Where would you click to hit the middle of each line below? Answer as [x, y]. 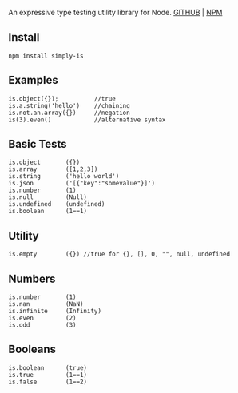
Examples [33, 80]
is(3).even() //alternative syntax [87, 120]
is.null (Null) [48, 197]
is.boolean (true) [48, 367]
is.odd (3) [43, 325]
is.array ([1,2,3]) [53, 169]
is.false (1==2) [48, 382]
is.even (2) [43, 318]
